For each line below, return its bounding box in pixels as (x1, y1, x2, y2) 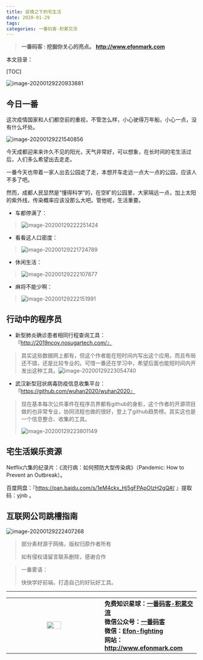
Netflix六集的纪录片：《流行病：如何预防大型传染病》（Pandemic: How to (6, 463, 184, 471)
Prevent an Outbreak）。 (6, 471, 66, 479)
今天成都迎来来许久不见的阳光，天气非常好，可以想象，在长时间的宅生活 (6, 148, 186, 155)
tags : (6, 20, 20, 26)
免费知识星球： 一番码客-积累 (105, 600, 187, 608)
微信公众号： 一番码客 (105, 618, 166, 626)
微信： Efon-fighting (105, 627, 164, 635)
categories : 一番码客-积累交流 (6, 25, 78, 32)
